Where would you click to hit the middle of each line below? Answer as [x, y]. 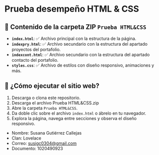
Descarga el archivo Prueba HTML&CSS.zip [55, 103]
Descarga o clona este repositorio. [46, 98]
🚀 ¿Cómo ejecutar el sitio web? [52, 86]
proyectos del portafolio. [36, 49]
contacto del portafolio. [35, 60]
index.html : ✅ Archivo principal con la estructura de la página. [74, 38]
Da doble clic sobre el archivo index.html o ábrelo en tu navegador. [79, 113]
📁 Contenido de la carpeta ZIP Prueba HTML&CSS [75, 27]
